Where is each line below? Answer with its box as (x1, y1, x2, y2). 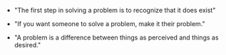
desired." (14, 41, 41, 49)
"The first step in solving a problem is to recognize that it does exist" (14, 6, 216, 14)
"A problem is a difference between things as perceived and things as (14, 33, 219, 42)
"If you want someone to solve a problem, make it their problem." (14, 20, 205, 28)
